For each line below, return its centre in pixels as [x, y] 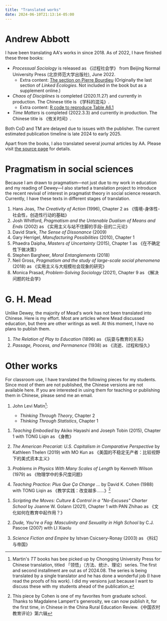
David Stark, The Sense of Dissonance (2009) [59, 232]
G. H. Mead [29, 299]
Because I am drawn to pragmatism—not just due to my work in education [81, 183]
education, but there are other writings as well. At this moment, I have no [80, 323]
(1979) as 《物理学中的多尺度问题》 [48, 474]
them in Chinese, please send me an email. [49, 396]
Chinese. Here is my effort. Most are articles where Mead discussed [75, 318]
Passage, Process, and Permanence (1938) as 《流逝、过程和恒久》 [82, 345]
